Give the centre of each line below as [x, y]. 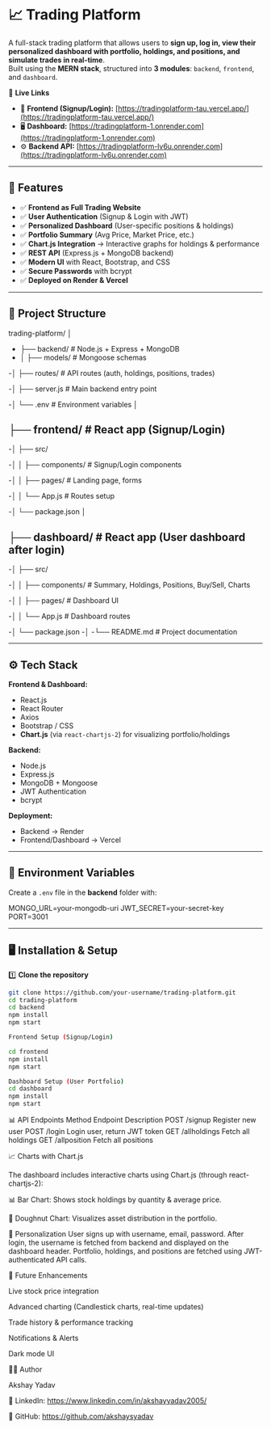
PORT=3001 [28, 917]
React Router [42, 708]
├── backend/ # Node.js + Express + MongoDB [100, 348]
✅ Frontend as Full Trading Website [80, 207]
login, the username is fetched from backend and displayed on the [119, 1242]
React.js [33, 700]
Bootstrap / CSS [47, 726]
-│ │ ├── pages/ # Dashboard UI [64, 601]
